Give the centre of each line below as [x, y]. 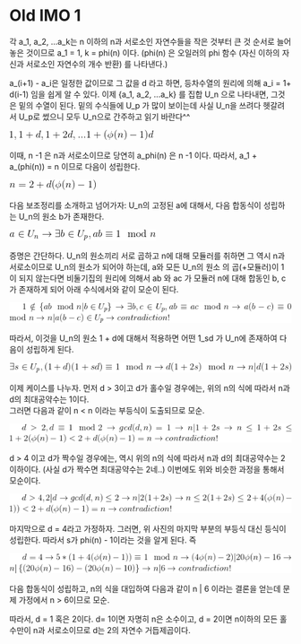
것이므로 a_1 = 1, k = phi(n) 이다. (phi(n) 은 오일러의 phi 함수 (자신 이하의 [153, 52]
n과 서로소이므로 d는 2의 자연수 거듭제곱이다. [112, 630]
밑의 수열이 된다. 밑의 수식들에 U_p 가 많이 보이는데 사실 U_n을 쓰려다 [140, 105]
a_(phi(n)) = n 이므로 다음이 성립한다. [75, 166]
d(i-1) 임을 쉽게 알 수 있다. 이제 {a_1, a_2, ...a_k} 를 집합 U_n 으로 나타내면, [139, 94]
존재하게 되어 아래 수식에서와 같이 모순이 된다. [99, 289]
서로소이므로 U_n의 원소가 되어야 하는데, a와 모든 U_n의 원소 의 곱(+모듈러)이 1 [147, 266]
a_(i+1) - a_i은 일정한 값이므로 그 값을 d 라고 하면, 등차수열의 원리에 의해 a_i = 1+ [150, 83]
